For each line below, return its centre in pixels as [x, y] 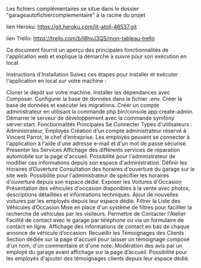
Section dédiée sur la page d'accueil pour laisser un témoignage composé [98, 239]
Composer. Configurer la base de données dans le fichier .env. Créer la [94, 99]
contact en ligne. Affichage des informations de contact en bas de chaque [98, 227]
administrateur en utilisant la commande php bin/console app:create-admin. [100, 111]
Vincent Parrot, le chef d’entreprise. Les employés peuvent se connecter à [98, 137]
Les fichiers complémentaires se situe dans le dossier [73, 9]
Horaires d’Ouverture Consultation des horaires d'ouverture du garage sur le [100, 169]
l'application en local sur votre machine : [56, 81]
